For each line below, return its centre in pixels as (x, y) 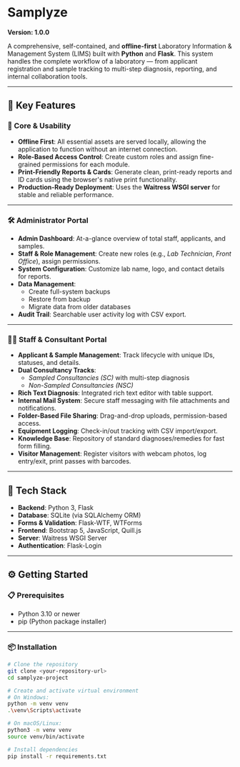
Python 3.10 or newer (49, 613)
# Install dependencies (43, 750)
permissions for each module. (86, 164)
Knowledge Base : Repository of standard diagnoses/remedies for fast (121, 438)
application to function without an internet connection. (97, 149)
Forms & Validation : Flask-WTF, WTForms (80, 523)
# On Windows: (29, 697)
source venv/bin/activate (46, 736)
